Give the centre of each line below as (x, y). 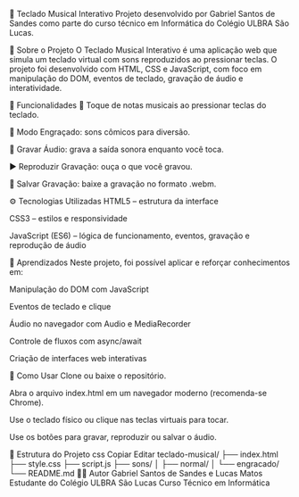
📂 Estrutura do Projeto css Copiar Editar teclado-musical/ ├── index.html (144, 454)
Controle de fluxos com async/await (76, 341)
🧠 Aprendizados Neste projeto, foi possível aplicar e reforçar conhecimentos (149, 262)
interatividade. (36, 88)
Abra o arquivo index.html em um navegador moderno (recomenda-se (138, 393)
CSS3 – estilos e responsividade (68, 218)
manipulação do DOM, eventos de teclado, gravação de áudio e (126, 79)
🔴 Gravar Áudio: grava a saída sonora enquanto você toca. (117, 149)
